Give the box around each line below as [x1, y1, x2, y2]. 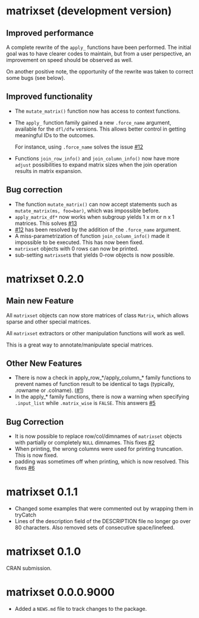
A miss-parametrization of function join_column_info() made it [14, 232, 170, 239]
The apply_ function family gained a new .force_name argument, [14, 119, 172, 126]
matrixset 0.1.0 [6, 545, 81, 558]
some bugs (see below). [6, 75, 65, 81]
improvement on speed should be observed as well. [6, 57, 133, 63]
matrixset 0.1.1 [6, 485, 78, 499]
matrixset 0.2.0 [6, 272, 84, 286]
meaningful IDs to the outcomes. [14, 131, 95, 138]
